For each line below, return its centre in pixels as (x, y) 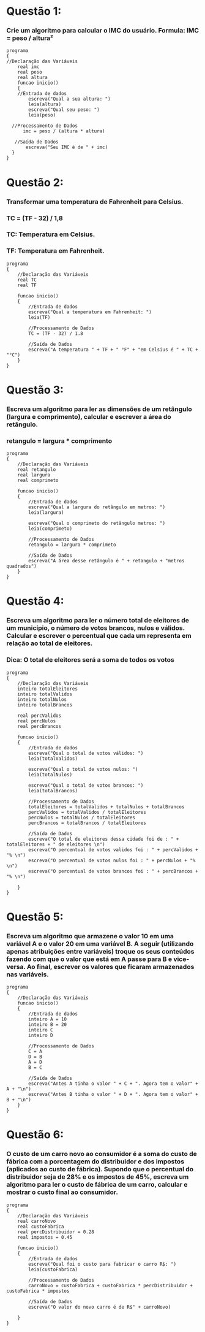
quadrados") (21, 566)
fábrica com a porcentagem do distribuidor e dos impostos (95, 1162)
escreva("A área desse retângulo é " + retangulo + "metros (106, 561)
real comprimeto (38, 480)
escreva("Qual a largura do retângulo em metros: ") (97, 507)
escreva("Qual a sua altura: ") (70, 99)
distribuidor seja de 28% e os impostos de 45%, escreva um (98, 1177)
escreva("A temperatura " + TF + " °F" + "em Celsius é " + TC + (114, 350)
